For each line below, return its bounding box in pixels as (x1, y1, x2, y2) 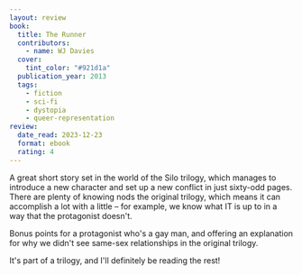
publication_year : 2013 (17, 72, 106, 81)
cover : (17, 55, 42, 64)
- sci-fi (25, 96, 59, 106)
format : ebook (17, 139, 70, 148)
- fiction (25, 88, 63, 97)
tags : (17, 80, 39, 89)
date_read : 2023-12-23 (17, 131, 103, 140)
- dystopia (25, 105, 67, 115)
